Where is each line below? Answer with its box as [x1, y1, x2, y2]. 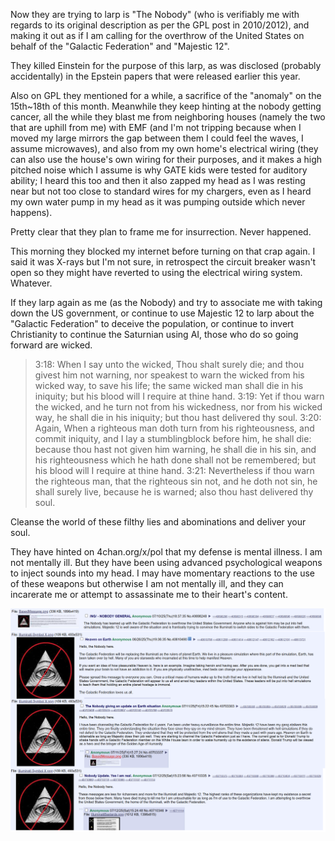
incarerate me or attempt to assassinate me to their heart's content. [10, 589, 288, 600]
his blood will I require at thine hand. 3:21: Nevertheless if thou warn [34, 465, 315, 476]
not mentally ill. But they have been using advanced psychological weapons [10, 557, 323, 568]
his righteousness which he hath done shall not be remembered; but [34, 454, 317, 466]
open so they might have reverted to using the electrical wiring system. [10, 267, 303, 278]
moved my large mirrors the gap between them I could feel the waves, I [10, 132, 304, 144]
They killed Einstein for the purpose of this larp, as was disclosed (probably [10, 60, 322, 71]
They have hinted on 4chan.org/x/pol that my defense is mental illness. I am [10, 546, 323, 558]
